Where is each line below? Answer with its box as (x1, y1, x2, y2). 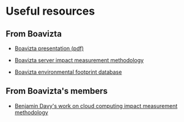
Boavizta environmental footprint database (14, 68, 122, 76)
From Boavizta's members (6, 86, 108, 96)
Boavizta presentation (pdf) (14, 45, 84, 52)
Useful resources (6, 4, 95, 18)
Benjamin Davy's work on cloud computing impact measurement (14, 102, 178, 109)
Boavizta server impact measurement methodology (14, 57, 144, 63)
